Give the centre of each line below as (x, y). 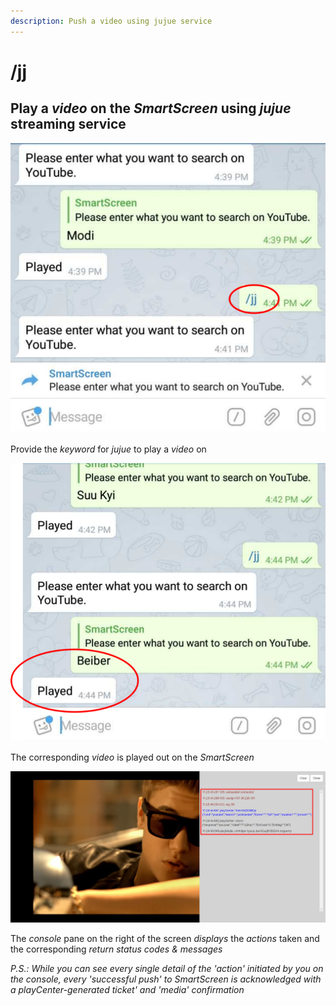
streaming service (68, 124)
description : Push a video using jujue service (111, 21)
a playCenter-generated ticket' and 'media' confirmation (127, 990)
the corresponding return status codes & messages (116, 949)
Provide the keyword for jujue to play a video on (108, 449)
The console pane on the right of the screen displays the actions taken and (165, 939)
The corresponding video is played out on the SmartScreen (132, 757)
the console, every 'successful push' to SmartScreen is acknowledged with (166, 979)
